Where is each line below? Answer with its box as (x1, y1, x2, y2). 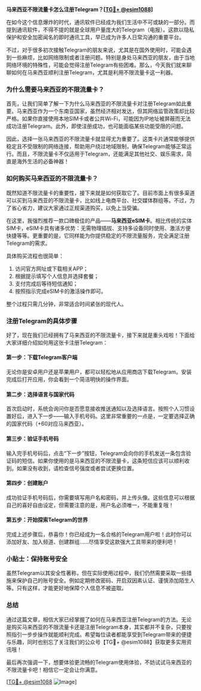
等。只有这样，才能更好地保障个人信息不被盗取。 (6, 585, 127, 592)
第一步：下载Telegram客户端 (6, 354, 78, 361)
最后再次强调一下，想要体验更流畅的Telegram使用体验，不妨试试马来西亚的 (6, 659, 192, 666)
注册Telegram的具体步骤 (6, 316, 78, 325)
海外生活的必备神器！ (16, 158, 69, 165)
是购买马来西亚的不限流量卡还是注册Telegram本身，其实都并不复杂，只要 (6, 623, 187, 630)
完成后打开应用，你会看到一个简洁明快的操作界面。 (6, 376, 132, 383)
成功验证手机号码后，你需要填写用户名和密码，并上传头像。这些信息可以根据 (6, 493, 195, 501)
